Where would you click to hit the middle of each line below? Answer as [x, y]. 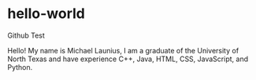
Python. [20, 67]
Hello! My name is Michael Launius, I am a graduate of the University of [123, 50]
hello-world [46, 14]
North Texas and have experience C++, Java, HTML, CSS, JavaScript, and [128, 59]
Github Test [26, 35]
